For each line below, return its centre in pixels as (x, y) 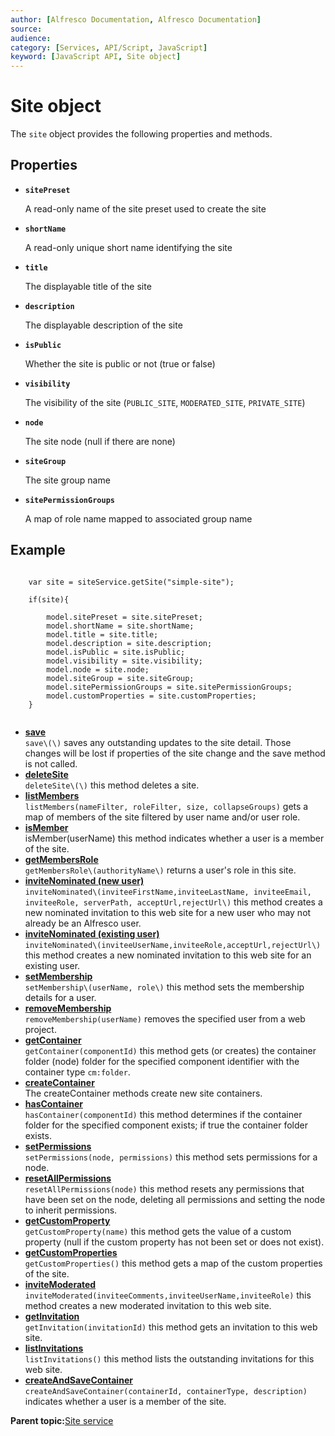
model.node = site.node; (98, 669)
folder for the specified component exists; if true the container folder (166, 1125)
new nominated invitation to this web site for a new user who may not (168, 912)
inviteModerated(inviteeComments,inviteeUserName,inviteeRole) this (168, 1295)
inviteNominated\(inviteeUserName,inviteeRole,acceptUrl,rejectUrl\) (173, 945)
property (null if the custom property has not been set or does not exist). (174, 1242)
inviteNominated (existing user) (92, 933)
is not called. (51, 763)
